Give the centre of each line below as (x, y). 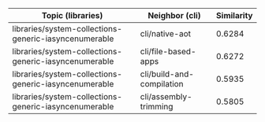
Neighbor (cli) (174, 15)
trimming (157, 107)
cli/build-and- (167, 74)
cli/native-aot (166, 33)
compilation (162, 84)
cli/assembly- (166, 96)
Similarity (234, 15)
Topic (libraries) (73, 15)
